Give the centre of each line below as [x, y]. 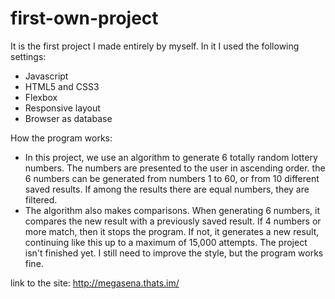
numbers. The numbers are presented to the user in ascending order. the [175, 168]
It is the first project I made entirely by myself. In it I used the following [155, 46]
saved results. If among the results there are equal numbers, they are [167, 189]
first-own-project [84, 18]
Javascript [46, 76]
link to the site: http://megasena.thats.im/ [95, 283]
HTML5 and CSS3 [62, 86]
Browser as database [68, 118]
